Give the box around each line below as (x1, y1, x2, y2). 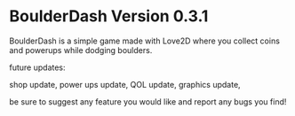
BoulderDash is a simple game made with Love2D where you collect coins (9, 35, 280, 46)
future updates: (9, 62, 66, 73)
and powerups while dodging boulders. (9, 44, 153, 55)
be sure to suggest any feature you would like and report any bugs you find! (9, 96, 287, 107)
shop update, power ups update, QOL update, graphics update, (9, 79, 242, 89)
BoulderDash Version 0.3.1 (9, 6, 209, 27)
